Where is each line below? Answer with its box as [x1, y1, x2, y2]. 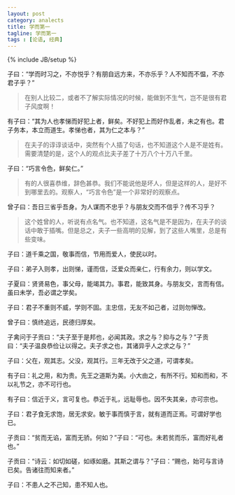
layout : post [7, 10, 45, 17]
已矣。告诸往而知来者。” [7, 466, 75, 474]
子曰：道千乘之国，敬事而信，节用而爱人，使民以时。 [7, 250, 161, 259]
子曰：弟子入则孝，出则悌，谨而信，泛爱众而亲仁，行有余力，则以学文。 [7, 265, 215, 273]
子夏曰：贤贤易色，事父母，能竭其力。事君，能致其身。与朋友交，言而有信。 [7, 280, 228, 288]
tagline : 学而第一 [7, 29, 57, 37]
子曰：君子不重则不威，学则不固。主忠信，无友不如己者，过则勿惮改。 [7, 303, 210, 312]
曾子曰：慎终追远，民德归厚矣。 [7, 318, 99, 327]
